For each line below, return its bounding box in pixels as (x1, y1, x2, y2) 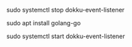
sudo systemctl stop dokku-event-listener (6, 6, 125, 14)
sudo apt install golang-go (6, 19, 81, 27)
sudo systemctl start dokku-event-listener (6, 32, 125, 40)
